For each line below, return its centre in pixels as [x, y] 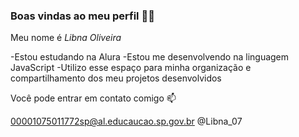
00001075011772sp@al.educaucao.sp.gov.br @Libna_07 [126, 121]
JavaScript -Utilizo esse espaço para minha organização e [131, 68]
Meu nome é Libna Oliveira [66, 38]
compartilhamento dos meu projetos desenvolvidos [116, 78]
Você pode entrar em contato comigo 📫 [93, 98]
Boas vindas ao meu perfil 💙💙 [82, 16]
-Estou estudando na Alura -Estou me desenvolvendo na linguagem [150, 57]
